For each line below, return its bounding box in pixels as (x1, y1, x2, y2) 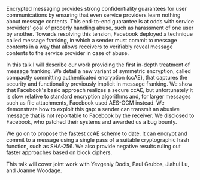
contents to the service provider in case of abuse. (6, 50, 129, 56)
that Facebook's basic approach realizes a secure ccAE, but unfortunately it (6, 87, 193, 93)
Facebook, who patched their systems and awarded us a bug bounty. (6, 118, 177, 125)
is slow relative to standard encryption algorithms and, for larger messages (6, 93, 191, 100)
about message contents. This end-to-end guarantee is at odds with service (6, 18, 195, 25)
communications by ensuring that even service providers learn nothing (6, 11, 181, 19)
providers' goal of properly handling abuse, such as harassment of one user (6, 24, 194, 31)
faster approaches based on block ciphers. (6, 149, 113, 156)
